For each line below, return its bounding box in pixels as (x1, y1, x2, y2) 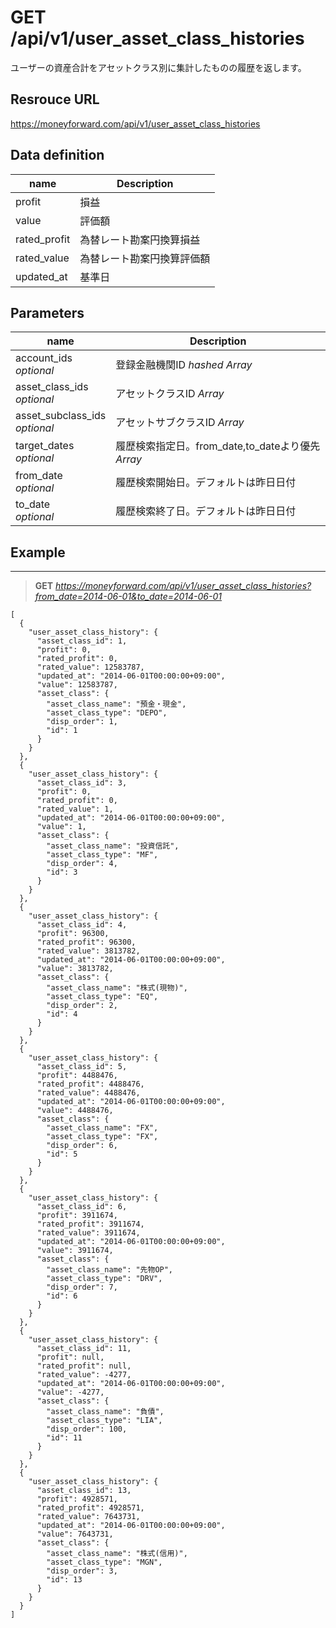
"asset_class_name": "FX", (46, 1123, 159, 1133)
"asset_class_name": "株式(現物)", (46, 983, 188, 993)
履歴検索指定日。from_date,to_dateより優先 (115, 439, 321, 453)
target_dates (15, 439, 75, 453)
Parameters (10, 304, 85, 321)
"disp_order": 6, (46, 1141, 118, 1151)
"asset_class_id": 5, (36, 1062, 128, 1072)
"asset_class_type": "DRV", (46, 1274, 163, 1284)
